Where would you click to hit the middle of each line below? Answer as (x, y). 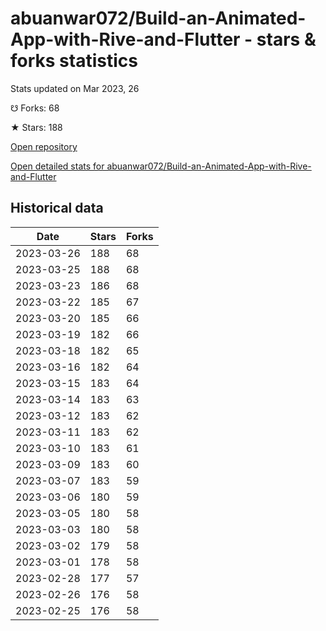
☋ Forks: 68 (35, 108)
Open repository (44, 146)
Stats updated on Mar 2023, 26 (75, 88)
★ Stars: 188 (36, 127)
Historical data (57, 208)
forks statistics (74, 61)
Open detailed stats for (57, 166)
